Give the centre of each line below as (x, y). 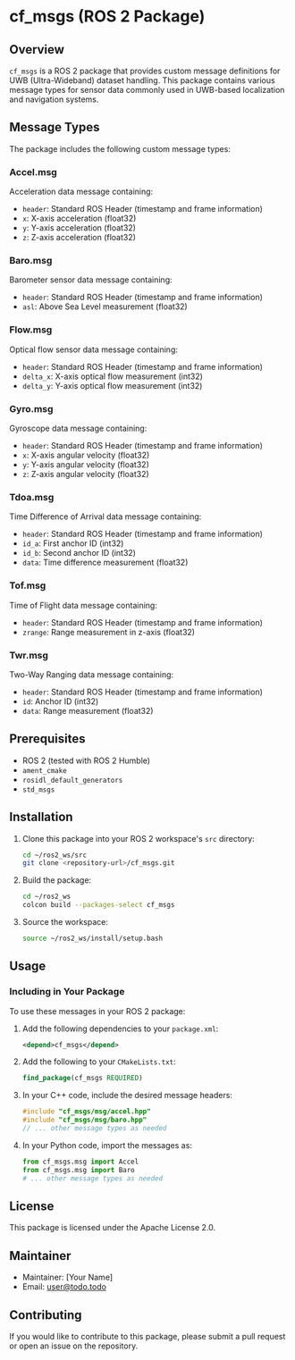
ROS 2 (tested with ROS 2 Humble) (86, 760)
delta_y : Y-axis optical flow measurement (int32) (112, 385)
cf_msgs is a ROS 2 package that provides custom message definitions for (145, 71)
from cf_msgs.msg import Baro (79, 1170)
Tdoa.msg (32, 497)
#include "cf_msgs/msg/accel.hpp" (86, 1112)
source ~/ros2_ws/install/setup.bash (93, 939)
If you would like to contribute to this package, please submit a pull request (147, 1337)
